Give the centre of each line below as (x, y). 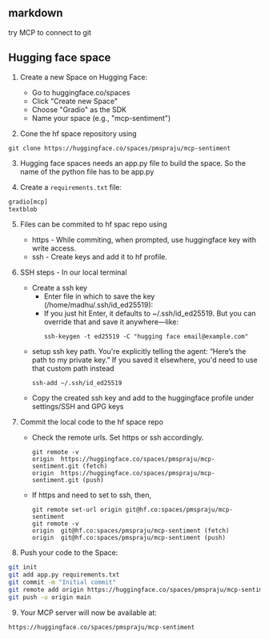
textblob (23, 209)
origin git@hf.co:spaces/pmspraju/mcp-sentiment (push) (129, 538)
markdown (36, 13)
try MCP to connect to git (50, 32)
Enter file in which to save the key (99, 296)
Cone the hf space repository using (78, 133)
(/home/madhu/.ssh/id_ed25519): (98, 305)
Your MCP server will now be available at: (88, 613)
